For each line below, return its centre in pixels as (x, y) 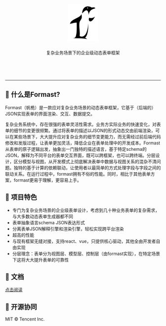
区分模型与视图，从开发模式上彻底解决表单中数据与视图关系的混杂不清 (85, 161)
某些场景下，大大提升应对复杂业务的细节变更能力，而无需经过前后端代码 (87, 136)
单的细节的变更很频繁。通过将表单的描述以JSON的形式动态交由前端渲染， (80, 130)
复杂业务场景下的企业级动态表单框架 (83, 53)
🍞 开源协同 (21, 307)
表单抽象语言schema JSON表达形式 (48, 222)
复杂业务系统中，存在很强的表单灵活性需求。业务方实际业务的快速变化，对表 (83, 124)
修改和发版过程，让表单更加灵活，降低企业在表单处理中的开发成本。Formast (83, 143)
